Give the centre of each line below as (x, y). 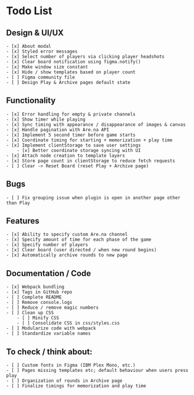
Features (23, 221)
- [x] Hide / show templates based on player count (71, 72)
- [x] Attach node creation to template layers (66, 156)
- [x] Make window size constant (47, 67)
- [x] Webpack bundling (35, 287)
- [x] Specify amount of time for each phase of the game (79, 240)
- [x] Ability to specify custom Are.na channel (67, 235)
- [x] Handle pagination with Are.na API (58, 129)
